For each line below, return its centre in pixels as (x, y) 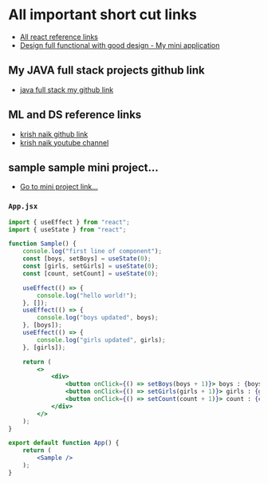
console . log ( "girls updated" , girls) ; (101, 340)
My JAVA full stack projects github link (106, 71)
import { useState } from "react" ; (67, 229)
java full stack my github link (67, 89)
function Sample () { (43, 244)
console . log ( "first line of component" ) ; (92, 252)
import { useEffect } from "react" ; (69, 222)
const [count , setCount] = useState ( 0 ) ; (91, 273)
